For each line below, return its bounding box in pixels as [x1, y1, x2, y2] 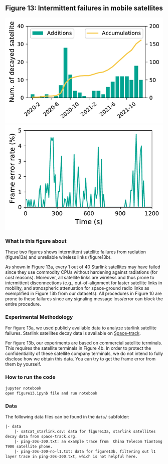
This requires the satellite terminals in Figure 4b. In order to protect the [5, 345, 151, 351]
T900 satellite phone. [5, 444, 53, 449]
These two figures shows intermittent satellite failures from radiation [5, 249, 146, 255]
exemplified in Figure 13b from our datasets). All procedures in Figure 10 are [5, 290, 162, 297]
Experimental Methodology [5, 314, 73, 321]
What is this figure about [5, 237, 67, 244]
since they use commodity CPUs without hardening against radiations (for [5, 269, 158, 275]
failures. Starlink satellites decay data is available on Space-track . [5, 330, 141, 336]
